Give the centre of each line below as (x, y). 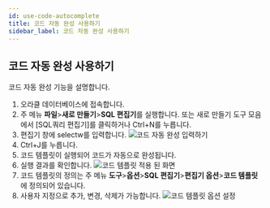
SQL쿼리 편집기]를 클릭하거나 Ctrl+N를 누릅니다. (115, 125)
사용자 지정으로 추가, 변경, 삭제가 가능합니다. (90, 196)
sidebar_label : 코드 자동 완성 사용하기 (69, 31)
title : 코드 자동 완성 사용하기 (54, 24)
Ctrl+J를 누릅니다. (49, 145)
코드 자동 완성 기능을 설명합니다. (60, 87)
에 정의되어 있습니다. (53, 186)
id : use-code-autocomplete (54, 16)
